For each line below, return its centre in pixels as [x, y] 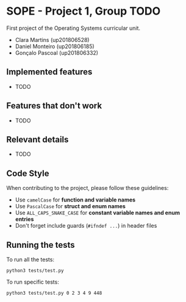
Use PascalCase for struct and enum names [70, 206]
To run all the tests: [30, 259]
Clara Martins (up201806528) [52, 40]
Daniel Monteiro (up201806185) [55, 46]
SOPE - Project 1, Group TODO [84, 11]
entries [24, 219]
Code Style [28, 173]
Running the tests [41, 245]
